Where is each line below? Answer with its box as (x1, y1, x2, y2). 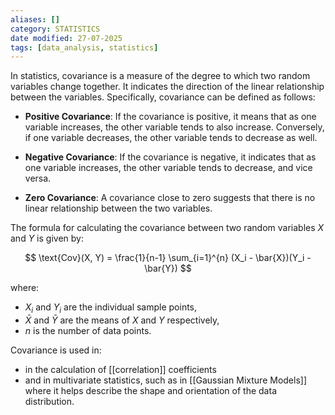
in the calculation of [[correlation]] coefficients (24, 364, 217, 376)
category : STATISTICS (10, 24, 101, 34)
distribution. (24, 396, 75, 408)
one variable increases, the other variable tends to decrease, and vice (24, 162, 313, 174)
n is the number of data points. (24, 325, 152, 337)
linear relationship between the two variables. (24, 202, 213, 215)
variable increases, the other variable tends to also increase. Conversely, (24, 121, 325, 133)
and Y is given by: (10, 232, 84, 245)
